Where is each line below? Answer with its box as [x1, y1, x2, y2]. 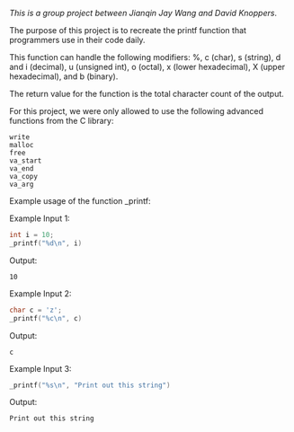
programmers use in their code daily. [9, 35, 146, 45]
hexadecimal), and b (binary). [9, 71, 119, 82]
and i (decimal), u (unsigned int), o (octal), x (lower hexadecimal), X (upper [9, 62, 286, 72]
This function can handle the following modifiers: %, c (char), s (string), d [9, 52, 281, 62]
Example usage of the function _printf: [9, 196, 151, 206]
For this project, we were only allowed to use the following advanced [9, 106, 263, 116]
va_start [9, 156, 42, 165]
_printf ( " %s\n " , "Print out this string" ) [9, 381, 171, 390]
